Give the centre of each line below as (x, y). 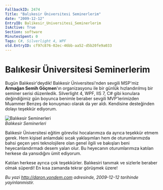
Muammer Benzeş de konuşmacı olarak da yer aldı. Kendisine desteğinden (80, 103)
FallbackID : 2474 (23, 9)
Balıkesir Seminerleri (26, 123)
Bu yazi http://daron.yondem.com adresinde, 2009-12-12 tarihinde (72, 177)
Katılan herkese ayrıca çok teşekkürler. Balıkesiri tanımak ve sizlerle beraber (81, 162)
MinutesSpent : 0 (21, 37)
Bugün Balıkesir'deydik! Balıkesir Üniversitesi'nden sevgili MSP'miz (72, 83)
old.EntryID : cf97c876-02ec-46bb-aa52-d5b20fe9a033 (58, 46)
